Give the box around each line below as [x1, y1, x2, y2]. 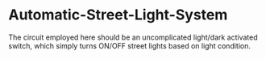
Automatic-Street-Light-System [8, 6, 228, 24]
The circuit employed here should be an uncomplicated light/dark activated [8, 32, 258, 42]
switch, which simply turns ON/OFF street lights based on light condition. [8, 40, 251, 50]
